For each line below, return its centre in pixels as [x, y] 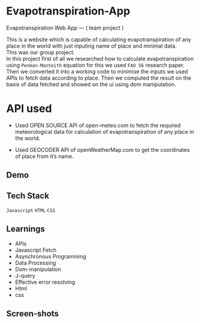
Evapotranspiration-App [68, 11]
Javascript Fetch [36, 250]
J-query [25, 275]
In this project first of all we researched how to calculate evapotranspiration [100, 58]
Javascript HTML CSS [31, 211]
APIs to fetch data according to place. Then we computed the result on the [99, 78]
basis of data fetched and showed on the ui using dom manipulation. [91, 84]
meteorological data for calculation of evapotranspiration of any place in [105, 131]
